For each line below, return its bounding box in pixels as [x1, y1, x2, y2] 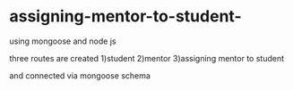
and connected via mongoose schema [9, 70, 151, 81]
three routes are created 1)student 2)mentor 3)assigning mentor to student [9, 53, 285, 63]
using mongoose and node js [9, 36, 116, 46]
